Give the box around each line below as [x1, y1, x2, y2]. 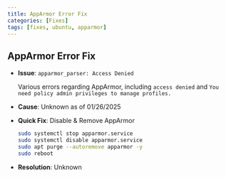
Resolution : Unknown [17, 163, 82, 171]
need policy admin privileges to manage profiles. [17, 90, 172, 97]
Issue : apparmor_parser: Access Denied [17, 69, 134, 77]
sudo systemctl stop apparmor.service [17, 130, 133, 137]
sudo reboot [17, 150, 53, 157]
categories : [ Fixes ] [7, 17, 69, 24]
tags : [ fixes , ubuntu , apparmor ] [7, 23, 107, 31]
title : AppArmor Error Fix [7, 10, 88, 18]
